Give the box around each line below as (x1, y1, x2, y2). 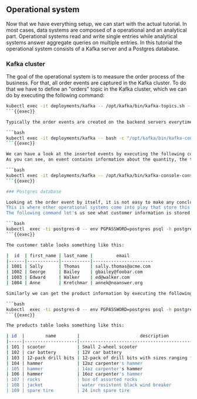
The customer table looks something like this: (6, 242, 125, 248)
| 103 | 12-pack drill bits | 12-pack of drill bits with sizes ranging (6, 354, 188, 361)
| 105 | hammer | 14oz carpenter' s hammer (6, 366, 143, 371)
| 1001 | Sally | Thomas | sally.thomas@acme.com (6, 264, 151, 270)
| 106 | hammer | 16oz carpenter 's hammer (6, 371, 143, 377)
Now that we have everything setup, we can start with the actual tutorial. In (6, 20, 188, 27)
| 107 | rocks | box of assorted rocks (6, 377, 138, 383)
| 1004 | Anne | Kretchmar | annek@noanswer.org (6, 280, 143, 286)
